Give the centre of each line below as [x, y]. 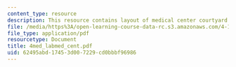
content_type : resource [42, 14]
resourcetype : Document [42, 40]
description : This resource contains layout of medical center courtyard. [119, 20]
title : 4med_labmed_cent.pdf [50, 46]
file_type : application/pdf [48, 33]
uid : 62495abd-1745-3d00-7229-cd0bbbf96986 [72, 53]
